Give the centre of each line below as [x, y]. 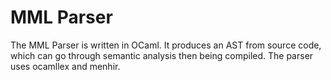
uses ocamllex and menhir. [65, 66]
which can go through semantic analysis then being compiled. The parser [162, 55]
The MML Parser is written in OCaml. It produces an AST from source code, [166, 45]
